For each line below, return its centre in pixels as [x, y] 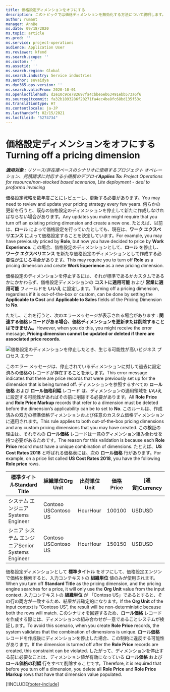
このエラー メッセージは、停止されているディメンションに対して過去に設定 [83, 366]
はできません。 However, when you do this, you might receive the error [79, 328]
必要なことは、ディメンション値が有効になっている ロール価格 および [91, 657]
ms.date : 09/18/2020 [27, 29]
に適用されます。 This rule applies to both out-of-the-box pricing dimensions [85, 421]
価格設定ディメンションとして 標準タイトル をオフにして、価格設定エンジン [84, 571]
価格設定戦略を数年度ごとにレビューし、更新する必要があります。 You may [83, 198]
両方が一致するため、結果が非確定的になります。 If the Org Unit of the [91, 601]
